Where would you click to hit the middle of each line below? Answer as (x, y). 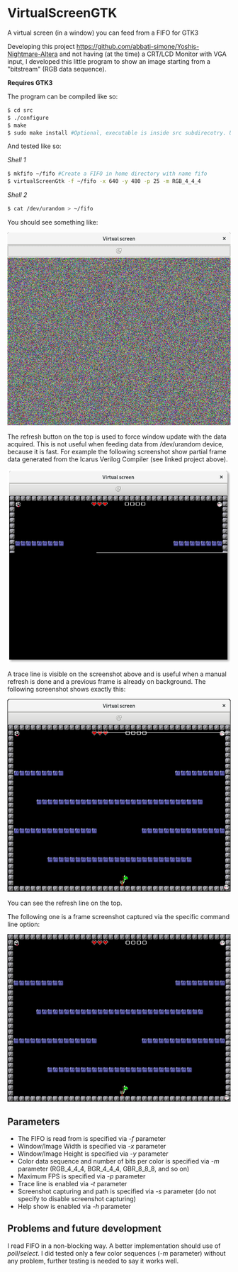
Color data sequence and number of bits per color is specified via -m (118, 1161)
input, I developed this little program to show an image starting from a (109, 61)
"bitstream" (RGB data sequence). (57, 69)
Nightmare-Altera (33, 54)
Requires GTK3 (30, 82)
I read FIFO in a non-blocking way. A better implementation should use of (114, 1246)
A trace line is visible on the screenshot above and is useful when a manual (117, 674)
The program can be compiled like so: (63, 96)
